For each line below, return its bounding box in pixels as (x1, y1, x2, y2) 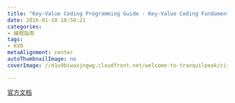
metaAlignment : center (7, 49, 73, 56)
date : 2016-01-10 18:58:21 (7, 17, 86, 24)
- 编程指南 (7, 29, 35, 37)
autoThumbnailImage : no (7, 56, 77, 63)
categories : (7, 23, 42, 30)
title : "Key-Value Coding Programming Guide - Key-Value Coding (7, 10, 199, 17)
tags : (7, 36, 23, 43)
